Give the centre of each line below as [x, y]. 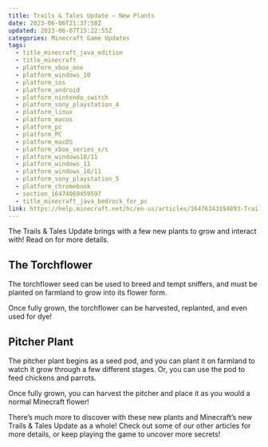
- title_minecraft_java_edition [69, 53]
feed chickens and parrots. [53, 378]
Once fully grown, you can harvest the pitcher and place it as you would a [129, 393]
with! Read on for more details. [59, 239]
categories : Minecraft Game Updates [69, 38]
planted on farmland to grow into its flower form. [88, 293]
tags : [17, 45]
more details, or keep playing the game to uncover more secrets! [114, 434]
